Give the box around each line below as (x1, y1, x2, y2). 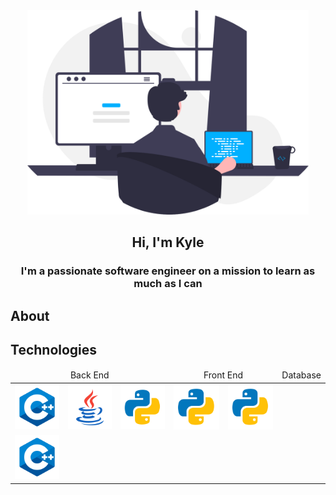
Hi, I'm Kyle (131, 234, 205, 251)
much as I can (133, 277, 203, 291)
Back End (69, 369, 110, 381)
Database (281, 369, 322, 381)
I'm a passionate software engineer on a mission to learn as (20, 264, 316, 278)
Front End (203, 369, 244, 381)
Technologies (10, 342, 98, 359)
